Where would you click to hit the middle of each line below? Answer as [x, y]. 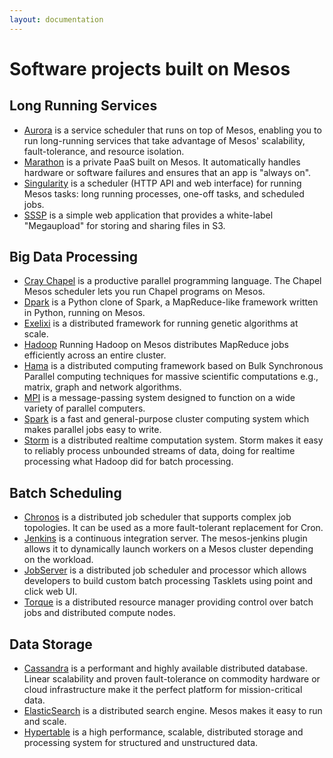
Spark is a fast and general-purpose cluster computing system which [166, 419]
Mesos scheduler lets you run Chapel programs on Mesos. [144, 292]
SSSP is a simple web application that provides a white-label [148, 215]
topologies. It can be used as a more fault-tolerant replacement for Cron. [173, 528]
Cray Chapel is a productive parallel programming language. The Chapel [172, 281]
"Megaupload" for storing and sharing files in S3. [124, 225]
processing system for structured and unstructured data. [141, 743]
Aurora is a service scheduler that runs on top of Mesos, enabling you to [172, 130]
